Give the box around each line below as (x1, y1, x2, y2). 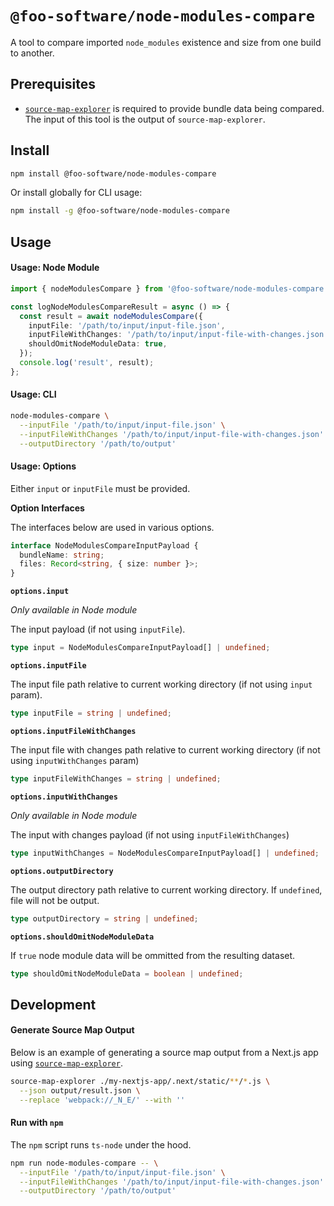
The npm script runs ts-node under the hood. (10, 1138, 192, 1151)
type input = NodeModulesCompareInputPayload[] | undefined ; (10, 643, 271, 653)
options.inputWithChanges (10, 792, 118, 802)
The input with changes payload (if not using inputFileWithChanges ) (10, 828, 290, 841)
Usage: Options (10, 460, 77, 472)
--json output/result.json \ (19, 1085, 141, 1096)
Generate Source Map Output (10, 1024, 135, 1036)
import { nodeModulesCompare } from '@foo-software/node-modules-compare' (10, 283, 329, 294)
